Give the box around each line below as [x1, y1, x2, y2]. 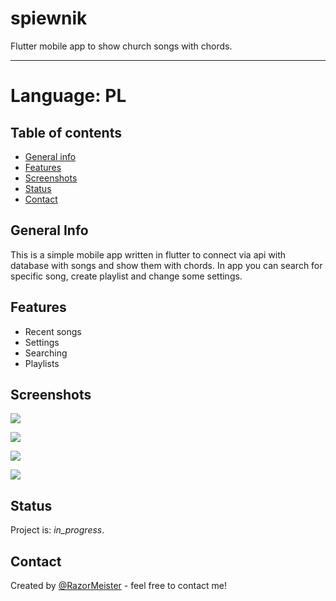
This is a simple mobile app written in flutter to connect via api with [10, 248, 287, 261]
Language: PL [10, 85, 127, 107]
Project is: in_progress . [10, 524, 105, 536]
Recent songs [24, 325, 82, 337]
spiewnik [10, 7, 88, 30]
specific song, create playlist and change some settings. [10, 270, 243, 282]
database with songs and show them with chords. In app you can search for [10, 259, 323, 271]
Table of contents [10, 124, 122, 141]
